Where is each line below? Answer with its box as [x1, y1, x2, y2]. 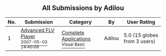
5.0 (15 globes [124, 31, 159, 38]
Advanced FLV [20, 27, 55, 33]
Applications [61, 35, 91, 42]
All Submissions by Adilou [41, 4, 124, 12]
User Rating [126, 18, 156, 25]
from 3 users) [124, 38, 156, 45]
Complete [61, 29, 84, 36]
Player [20, 33, 36, 40]
